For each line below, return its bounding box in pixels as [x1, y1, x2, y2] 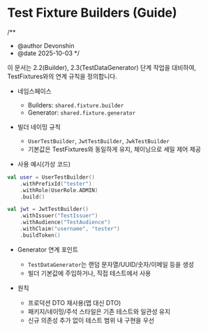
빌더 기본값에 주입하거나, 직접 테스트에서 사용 [27, 269, 151, 277]
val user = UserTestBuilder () [7, 173, 96, 181]
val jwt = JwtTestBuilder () [7, 206, 89, 213]
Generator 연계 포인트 [17, 245, 79, 253]
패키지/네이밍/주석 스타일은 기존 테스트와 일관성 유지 [27, 307, 171, 316]
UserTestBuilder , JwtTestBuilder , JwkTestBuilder [27, 136, 170, 145]
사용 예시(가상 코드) [17, 159, 71, 168]
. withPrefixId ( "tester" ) [20, 180, 92, 187]
